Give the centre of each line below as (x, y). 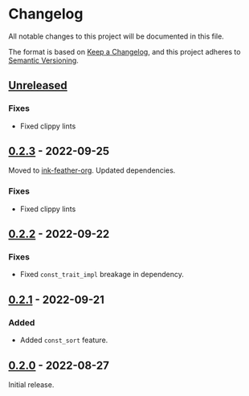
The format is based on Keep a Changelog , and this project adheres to (124, 51)
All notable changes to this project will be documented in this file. (116, 36)
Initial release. (31, 384)
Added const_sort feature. (64, 340)
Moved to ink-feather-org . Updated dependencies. (92, 170)
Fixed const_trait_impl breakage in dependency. (102, 275)
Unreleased (38, 86)
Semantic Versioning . (43, 60)
